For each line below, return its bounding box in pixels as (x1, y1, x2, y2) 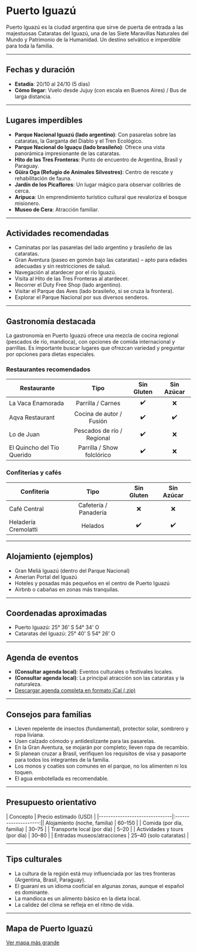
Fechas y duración (6, 65, 75, 75)
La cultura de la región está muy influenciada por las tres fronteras (14, 870, 176, 877)
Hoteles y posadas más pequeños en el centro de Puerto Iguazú (14, 580, 170, 587)
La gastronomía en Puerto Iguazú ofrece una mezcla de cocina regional (6, 332, 179, 339)
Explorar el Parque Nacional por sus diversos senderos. (14, 294, 150, 301)
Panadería (79, 508, 107, 516)
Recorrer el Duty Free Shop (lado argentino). (14, 281, 122, 288)
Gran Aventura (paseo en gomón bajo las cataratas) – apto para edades (14, 257, 188, 264)
